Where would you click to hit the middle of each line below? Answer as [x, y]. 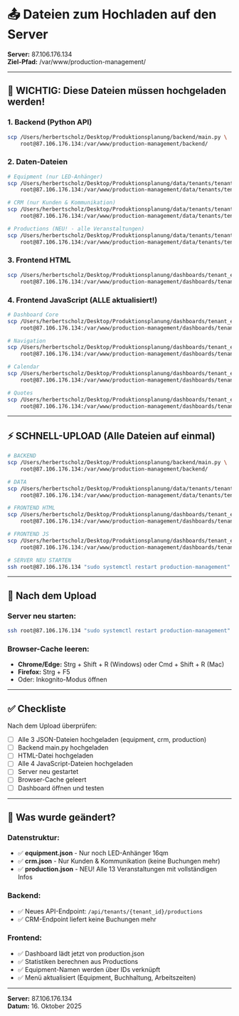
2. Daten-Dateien [38, 162]
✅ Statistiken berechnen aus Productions [78, 961]
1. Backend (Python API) [50, 122]
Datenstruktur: [33, 837]
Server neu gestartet [48, 772]
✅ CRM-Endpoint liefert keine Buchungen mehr [87, 919]
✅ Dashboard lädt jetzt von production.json [81, 953]
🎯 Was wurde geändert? [62, 817]
